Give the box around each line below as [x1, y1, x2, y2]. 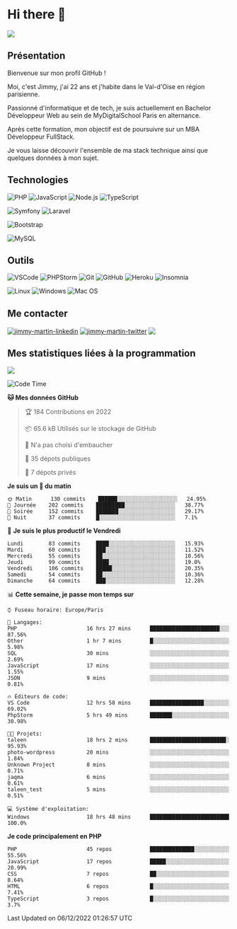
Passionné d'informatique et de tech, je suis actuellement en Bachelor [7, 103, 212, 112]
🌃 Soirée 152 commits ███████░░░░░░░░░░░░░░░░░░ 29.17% [7, 507, 204, 515]
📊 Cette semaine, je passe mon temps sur [7, 590, 134, 599]
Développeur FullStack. [7, 132, 76, 141]
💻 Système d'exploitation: [7, 805, 90, 812]
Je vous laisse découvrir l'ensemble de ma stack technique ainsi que [7, 146, 209, 154]
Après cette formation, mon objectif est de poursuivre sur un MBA [7, 125, 200, 133]
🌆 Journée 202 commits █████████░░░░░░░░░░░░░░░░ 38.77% [7, 502, 204, 509]
